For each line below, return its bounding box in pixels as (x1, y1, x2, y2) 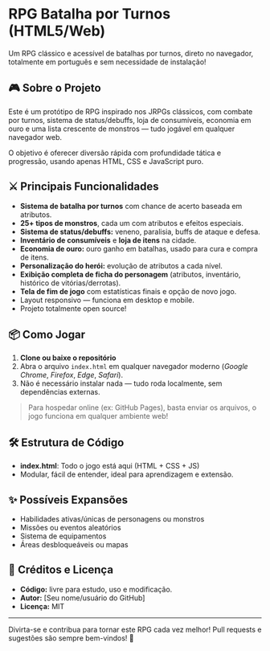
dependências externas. (19, 387, 100, 397)
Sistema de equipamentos (19, 531, 107, 541)
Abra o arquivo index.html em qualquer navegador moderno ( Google (19, 362, 248, 371)
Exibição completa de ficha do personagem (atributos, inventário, (19, 269, 241, 279)
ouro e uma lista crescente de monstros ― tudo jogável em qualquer (8, 124, 235, 133)
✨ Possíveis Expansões (8, 493, 129, 506)
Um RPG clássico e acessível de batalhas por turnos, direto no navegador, (8, 48, 254, 58)
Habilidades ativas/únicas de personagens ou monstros (19, 514, 205, 523)
